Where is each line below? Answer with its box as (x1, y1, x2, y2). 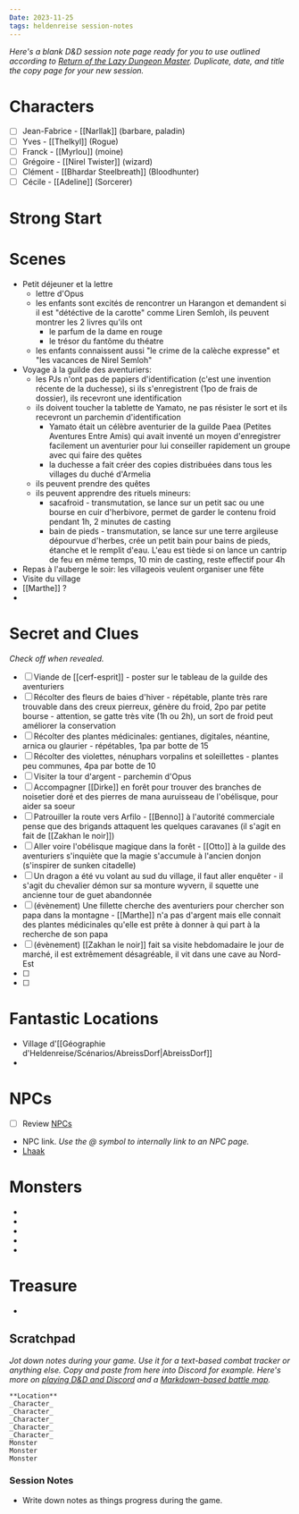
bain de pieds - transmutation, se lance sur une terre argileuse (48, 525, 278, 537)
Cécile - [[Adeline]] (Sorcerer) (21, 176, 133, 187)
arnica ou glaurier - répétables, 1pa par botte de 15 (21, 740, 209, 751)
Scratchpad (9, 1332, 76, 1347)
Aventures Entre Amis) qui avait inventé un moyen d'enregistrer (48, 430, 281, 441)
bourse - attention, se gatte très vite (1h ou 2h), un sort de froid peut (21, 710, 274, 721)
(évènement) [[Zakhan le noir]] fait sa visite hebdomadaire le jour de (33, 939, 285, 950)
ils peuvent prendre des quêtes (35, 478, 151, 488)
